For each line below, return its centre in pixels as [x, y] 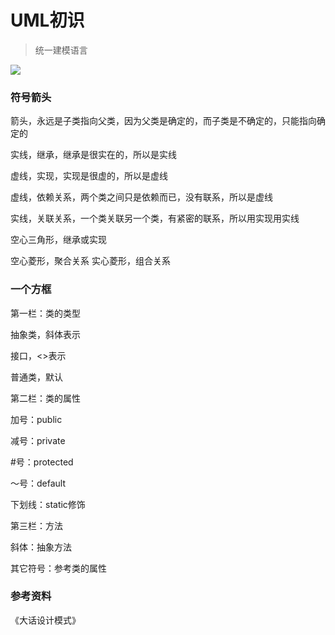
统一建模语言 [61, 50]
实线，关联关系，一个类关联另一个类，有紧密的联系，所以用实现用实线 [155, 218]
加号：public [36, 419]
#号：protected [42, 462]
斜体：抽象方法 [41, 547]
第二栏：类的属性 [45, 398]
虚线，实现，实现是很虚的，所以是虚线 [89, 176]
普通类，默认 [36, 377]
